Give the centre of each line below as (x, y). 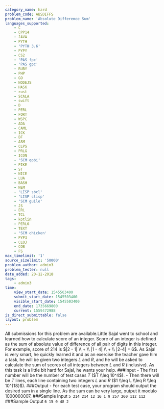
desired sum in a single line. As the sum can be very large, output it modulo (81, 391)
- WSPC (21, 119)
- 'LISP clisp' (29, 197)
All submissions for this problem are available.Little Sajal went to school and (82, 333)
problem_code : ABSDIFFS (29, 14)
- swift (22, 101)
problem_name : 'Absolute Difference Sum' (48, 19)
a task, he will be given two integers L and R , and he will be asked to (74, 360)
